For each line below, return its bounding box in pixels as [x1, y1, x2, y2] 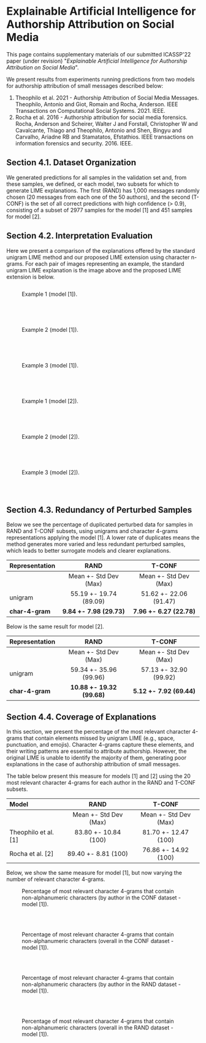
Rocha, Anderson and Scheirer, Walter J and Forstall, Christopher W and [15, 120, 198, 127]
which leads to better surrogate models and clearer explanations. [6, 547, 171, 555]
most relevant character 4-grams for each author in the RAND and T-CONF [6, 779, 196, 787]
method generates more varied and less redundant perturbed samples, [6, 541, 186, 548]
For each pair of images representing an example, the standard [25, 260, 185, 267]
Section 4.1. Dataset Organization [6, 158, 137, 168]
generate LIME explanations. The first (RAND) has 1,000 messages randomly [6, 187, 200, 194]
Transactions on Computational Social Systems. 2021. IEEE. [15, 107, 166, 114]
